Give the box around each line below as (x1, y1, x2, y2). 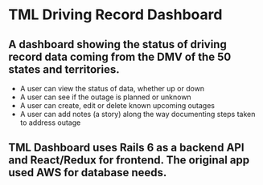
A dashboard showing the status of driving (8, 38, 227, 51)
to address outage (19, 118, 81, 127)
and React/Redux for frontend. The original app (8, 154, 250, 167)
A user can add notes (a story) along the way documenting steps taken (19, 110, 256, 119)
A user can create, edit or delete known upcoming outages (19, 101, 216, 110)
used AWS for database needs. (8, 166, 167, 179)
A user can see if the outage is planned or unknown (19, 92, 191, 102)
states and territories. (8, 62, 120, 76)
